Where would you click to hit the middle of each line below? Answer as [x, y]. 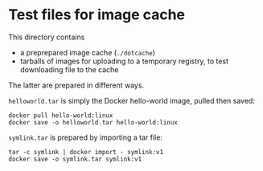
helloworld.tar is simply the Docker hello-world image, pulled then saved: [132, 100]
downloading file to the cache [69, 69]
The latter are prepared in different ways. [76, 85]
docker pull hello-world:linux [61, 115]
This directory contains [47, 37]
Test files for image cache [97, 15]
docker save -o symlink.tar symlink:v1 [75, 159]
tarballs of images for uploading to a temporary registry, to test [124, 61]
